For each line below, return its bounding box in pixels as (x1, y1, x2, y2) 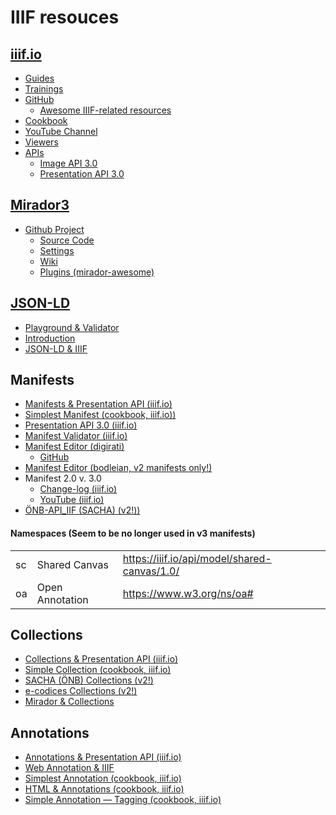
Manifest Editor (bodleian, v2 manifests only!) (24, 462, 213, 474)
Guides (24, 72, 55, 84)
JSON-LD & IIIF (24, 342, 88, 355)
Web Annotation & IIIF (24, 762, 115, 774)
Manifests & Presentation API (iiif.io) (24, 398, 173, 410)
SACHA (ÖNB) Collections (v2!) (24, 674, 154, 686)
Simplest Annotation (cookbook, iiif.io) (24, 772, 182, 785)
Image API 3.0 (39, 157, 98, 169)
